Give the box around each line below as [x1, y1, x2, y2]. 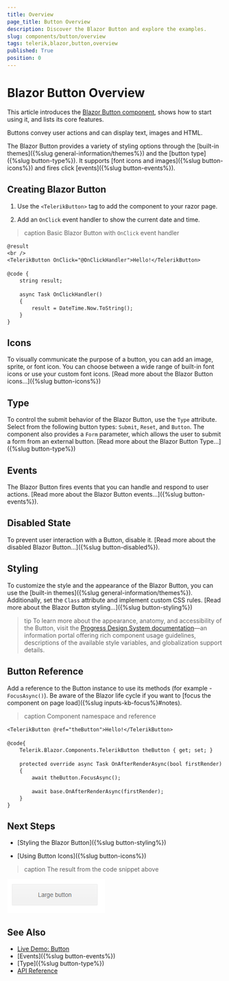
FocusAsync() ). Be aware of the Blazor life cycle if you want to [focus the [7, 691, 211, 700]
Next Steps [7, 820, 56, 832]
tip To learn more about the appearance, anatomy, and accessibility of [23, 616, 222, 625]
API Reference [16, 967, 58, 975]
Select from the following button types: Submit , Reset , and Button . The [7, 423, 204, 431]
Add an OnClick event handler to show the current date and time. [16, 215, 200, 224]
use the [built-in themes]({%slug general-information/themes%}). [7, 588, 193, 596]
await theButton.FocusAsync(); [32, 774, 121, 781]
